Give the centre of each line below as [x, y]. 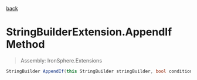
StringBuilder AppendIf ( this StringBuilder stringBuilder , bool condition [99, 71]
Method [26, 45]
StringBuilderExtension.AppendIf [89, 32]
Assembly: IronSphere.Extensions [61, 60]
